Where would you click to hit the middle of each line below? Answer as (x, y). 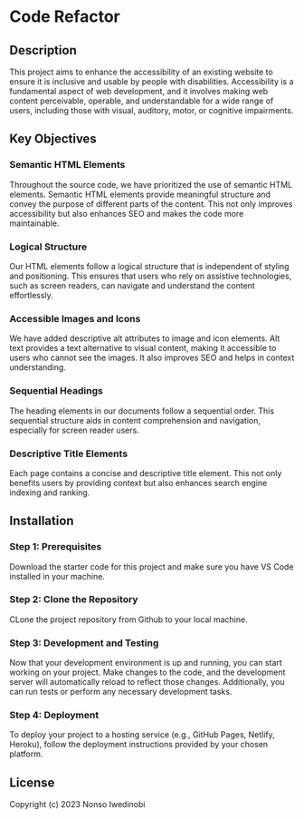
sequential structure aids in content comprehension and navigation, (135, 420)
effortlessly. (32, 295)
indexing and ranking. (50, 492)
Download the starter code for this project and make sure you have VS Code (152, 566)
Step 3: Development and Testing (84, 643)
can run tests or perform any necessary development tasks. (121, 692)
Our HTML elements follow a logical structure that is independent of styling (149, 266)
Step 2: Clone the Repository (74, 600)
